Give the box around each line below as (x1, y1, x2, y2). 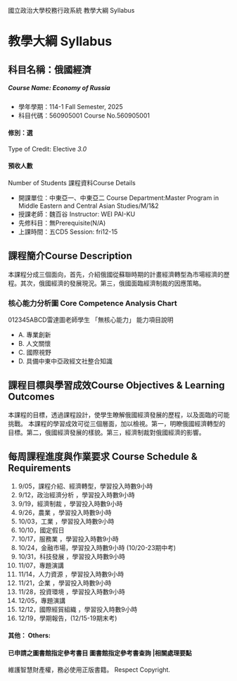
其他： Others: (8, 631, 51, 639)
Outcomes (8, 391, 55, 403)
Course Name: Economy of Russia (8, 84, 111, 92)
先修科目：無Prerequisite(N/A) (18, 218, 106, 227)
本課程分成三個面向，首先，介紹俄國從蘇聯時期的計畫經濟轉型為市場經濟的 (8, 270, 224, 278)
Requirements (8, 462, 71, 474)
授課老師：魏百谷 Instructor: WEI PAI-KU (18, 210, 136, 218)
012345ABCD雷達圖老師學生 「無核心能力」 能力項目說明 (8, 315, 174, 324)
